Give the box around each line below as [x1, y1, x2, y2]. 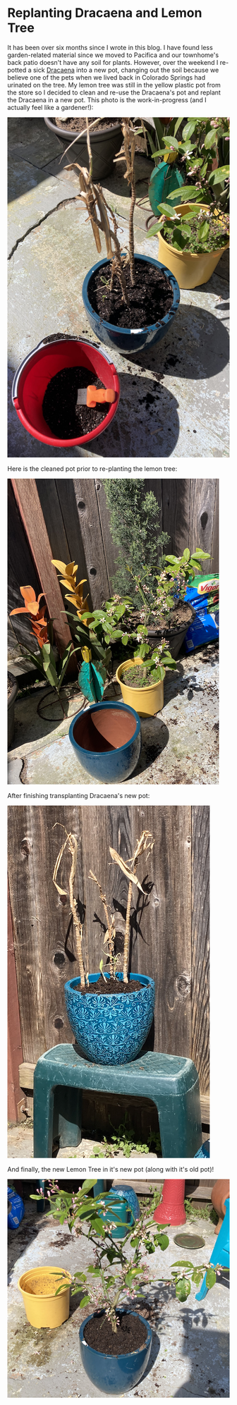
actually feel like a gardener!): [7, 103, 94, 111]
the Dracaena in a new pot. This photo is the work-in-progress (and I [7, 95, 207, 104]
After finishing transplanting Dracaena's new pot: [7, 792, 150, 800]
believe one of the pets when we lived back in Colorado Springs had [7, 73, 206, 82]
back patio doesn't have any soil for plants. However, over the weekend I [7, 58, 219, 66]
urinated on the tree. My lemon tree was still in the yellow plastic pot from [7, 80, 221, 89]
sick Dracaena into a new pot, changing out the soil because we [32, 66, 219, 74]
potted [7, 66, 27, 74]
